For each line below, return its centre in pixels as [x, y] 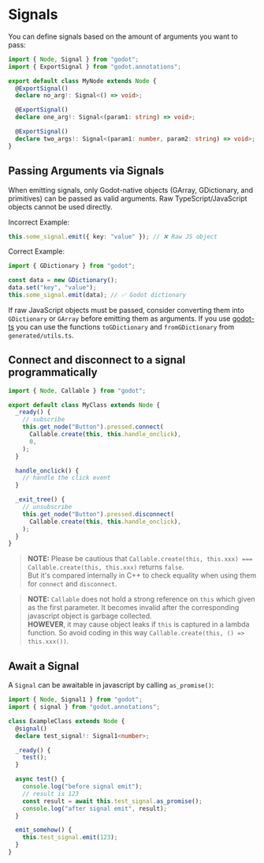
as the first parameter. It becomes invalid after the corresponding [133, 608]
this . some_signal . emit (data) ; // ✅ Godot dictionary [97, 295]
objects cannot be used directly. [60, 206]
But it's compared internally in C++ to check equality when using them [142, 575]
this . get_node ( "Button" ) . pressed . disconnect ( [99, 514]
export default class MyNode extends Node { [82, 81]
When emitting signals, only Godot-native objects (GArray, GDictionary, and [131, 190]
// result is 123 [51, 793]
